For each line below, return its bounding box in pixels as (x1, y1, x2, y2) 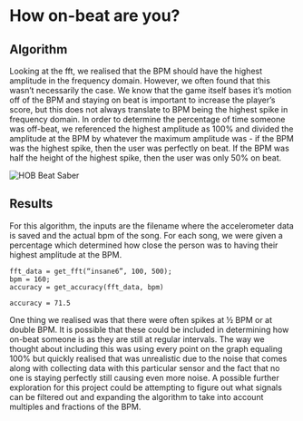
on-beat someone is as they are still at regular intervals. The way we (9, 333, 265, 345)
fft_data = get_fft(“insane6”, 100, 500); (9, 267, 172, 276)
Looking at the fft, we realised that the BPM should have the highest (9, 65, 263, 76)
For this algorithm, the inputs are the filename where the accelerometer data (9, 220, 295, 231)
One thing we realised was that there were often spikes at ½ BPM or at (9, 314, 273, 325)
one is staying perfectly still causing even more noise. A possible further (9, 372, 279, 383)
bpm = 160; (9, 274, 51, 284)
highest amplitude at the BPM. (9, 249, 122, 259)
